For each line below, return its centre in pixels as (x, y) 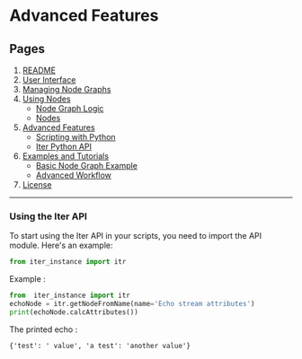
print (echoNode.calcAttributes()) (74, 312)
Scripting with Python (75, 137)
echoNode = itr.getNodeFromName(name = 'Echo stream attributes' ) (132, 304)
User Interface (49, 80)
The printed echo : (44, 329)
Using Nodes (46, 99)
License (37, 184)
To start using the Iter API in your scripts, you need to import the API (136, 236)
